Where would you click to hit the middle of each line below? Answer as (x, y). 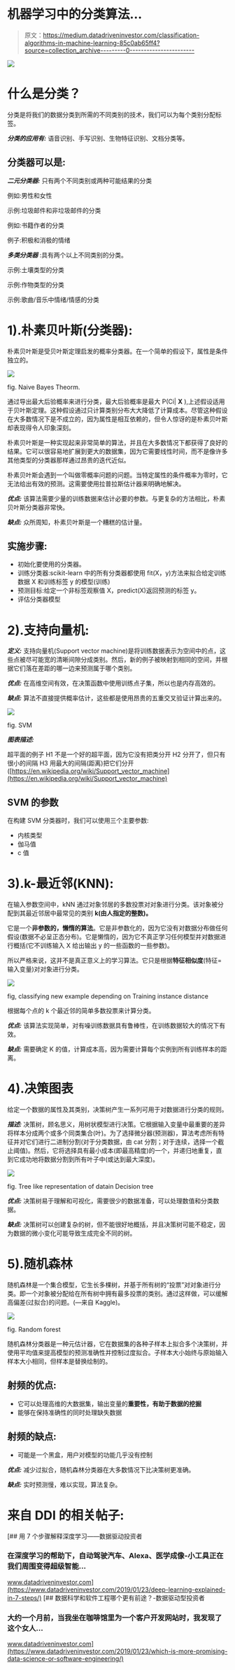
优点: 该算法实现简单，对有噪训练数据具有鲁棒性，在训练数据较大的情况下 (113, 1026)
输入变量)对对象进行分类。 (45, 969)
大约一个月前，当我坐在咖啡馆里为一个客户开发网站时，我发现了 (115, 1618)
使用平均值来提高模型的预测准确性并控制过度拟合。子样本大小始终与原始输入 (117, 1352)
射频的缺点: (32, 1437)
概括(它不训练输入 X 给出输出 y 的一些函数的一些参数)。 (93, 946)
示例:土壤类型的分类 (36, 269)
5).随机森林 (40, 1264)
